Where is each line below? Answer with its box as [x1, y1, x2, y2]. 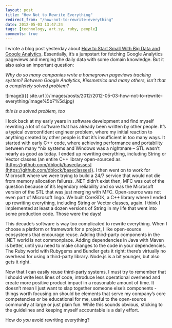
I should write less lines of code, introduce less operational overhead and [5, 274, 161, 280]
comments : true [5, 31, 38, 36]
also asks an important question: [5, 62, 74, 68]
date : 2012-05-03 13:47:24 [5, 22, 63, 27]
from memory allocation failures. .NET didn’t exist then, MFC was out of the [5, 178, 165, 184]
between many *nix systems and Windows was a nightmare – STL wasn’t [5, 145, 160, 151]
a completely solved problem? [5, 83, 69, 89]
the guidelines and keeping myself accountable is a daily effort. [5, 307, 140, 313]
